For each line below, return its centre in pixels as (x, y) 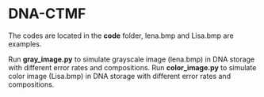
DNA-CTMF (47, 14)
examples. (25, 43)
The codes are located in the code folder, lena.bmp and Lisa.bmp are (121, 35)
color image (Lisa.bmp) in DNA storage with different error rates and (120, 76)
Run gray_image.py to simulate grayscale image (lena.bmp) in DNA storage (132, 59)
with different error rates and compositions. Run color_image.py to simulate (132, 67)
